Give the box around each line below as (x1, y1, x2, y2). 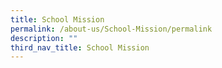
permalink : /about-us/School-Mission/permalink (10, 24, 213, 34)
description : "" (10, 33, 78, 43)
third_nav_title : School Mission (10, 42, 150, 53)
